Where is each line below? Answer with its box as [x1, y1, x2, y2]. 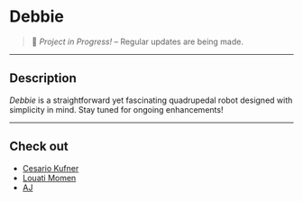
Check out [9, 139, 69, 154]
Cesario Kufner [22, 162, 79, 173]
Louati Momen [22, 172, 77, 183]
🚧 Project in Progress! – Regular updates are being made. [31, 36, 243, 47]
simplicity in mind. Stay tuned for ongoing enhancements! [9, 104, 224, 114]
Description [9, 70, 77, 87]
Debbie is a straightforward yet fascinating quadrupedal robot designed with [9, 95, 293, 105]
